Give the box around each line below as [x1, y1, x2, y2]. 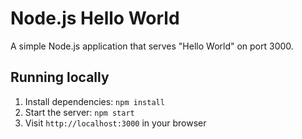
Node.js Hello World [10, 7, 180, 30]
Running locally [10, 69, 110, 86]
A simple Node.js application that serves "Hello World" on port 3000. [10, 40, 294, 52]
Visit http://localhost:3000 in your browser [24, 117, 207, 129]
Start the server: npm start [24, 106, 135, 118]
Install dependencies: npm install [24, 95, 165, 107]
